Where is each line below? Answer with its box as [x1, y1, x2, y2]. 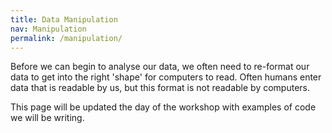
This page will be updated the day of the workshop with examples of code [10, 101, 317, 113]
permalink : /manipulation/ [10, 33, 123, 43]
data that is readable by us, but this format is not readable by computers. [10, 82, 311, 94]
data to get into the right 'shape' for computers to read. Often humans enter [10, 71, 322, 83]
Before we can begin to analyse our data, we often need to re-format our [10, 61, 310, 73]
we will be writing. [10, 112, 85, 124]
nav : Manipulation [10, 24, 87, 34]
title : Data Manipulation [10, 14, 118, 25]
